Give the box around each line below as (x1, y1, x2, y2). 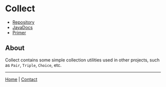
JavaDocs (12, 24, 33, 30)
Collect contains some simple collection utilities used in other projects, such (5, 57, 160, 63)
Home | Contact (5, 76, 38, 82)
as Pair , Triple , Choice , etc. (5, 62, 62, 68)
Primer (12, 29, 26, 35)
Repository (12, 19, 35, 25)
